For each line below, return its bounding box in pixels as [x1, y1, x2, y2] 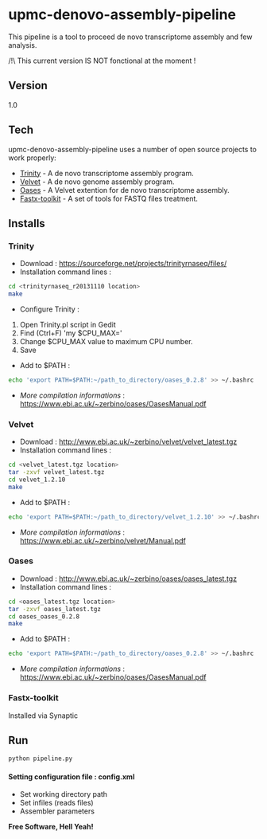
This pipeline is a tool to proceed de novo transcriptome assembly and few [8, 32, 253, 41]
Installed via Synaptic [8, 711, 78, 720]
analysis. [8, 40, 37, 49]
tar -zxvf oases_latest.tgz [8, 605, 102, 613]
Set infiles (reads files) [19, 798, 94, 808]
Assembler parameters [19, 806, 95, 816]
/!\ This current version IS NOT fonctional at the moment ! [8, 56, 196, 65]
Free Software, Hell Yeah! [8, 822, 94, 832]
